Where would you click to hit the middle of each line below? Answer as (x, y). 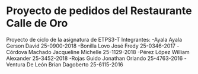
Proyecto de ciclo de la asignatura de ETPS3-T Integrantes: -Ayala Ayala (94, 39)
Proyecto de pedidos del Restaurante (99, 11)
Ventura (16, 64)
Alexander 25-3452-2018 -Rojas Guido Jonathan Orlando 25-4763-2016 (95, 58)
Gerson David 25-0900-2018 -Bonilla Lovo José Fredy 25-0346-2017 (91, 46)
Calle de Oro (37, 23)
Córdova (17, 52)
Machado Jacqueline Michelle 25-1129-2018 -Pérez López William (109, 52)
